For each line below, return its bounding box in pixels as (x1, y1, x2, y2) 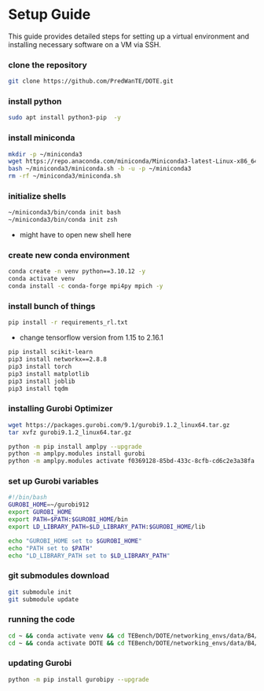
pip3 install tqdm (8, 384, 68, 392)
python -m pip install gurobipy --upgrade (8, 675, 149, 683)
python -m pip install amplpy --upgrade (8, 443, 143, 450)
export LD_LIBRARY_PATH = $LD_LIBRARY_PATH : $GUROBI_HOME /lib (8, 523, 206, 531)
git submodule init (8, 588, 72, 596)
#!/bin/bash (8, 494, 47, 502)
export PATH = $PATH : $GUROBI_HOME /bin (8, 516, 128, 524)
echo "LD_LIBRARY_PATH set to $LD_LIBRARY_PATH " (8, 552, 170, 560)
